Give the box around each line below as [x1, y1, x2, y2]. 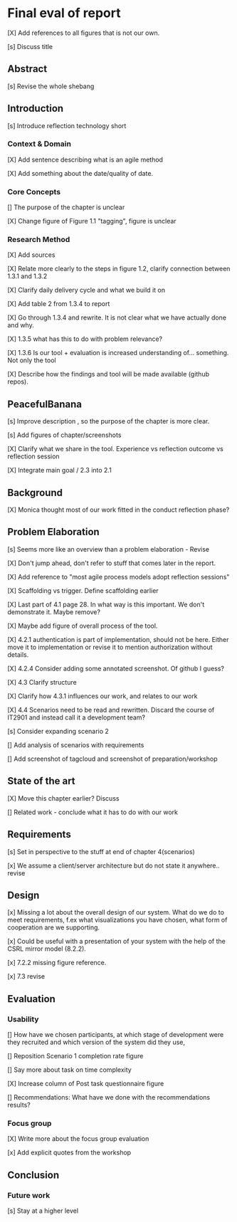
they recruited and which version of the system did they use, [7, 1038, 186, 1047]
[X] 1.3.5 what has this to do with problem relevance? [7, 335, 163, 343]
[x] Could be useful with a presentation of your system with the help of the [7, 937, 226, 946]
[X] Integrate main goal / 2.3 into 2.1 [7, 466, 112, 475]
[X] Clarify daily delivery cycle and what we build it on [7, 286, 166, 295]
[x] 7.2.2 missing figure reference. [7, 959, 107, 967]
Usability [7, 1014, 39, 1024]
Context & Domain [7, 139, 71, 149]
